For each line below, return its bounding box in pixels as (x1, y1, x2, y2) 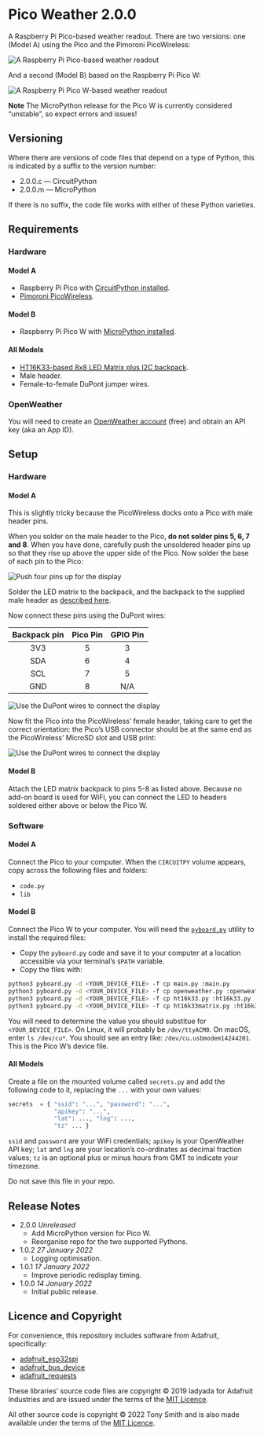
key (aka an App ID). (8, 424, 75, 434)
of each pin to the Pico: (8, 556, 84, 567)
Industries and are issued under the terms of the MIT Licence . (8, 1394, 208, 1404)
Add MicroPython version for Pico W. (31, 1228, 152, 1239)
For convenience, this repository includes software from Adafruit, (8, 1330, 220, 1340)
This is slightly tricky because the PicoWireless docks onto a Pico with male (8, 508, 253, 518)
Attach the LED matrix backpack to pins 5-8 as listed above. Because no (8, 784, 242, 793)
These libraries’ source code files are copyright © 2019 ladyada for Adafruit (8, 1385, 254, 1396)
